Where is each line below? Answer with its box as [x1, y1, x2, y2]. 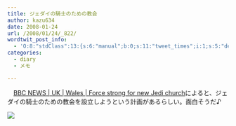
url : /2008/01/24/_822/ [7, 29, 77, 37]
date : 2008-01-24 [7, 23, 58, 30]
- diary [13, 56, 37, 63]
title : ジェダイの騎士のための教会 [7, 10, 98, 17]
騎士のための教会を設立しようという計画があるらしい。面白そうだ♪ [25, 97, 221, 106]
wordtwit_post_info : [7, 36, 68, 43]
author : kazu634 [7, 17, 55, 24]
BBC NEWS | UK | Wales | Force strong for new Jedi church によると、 [13, 88, 216, 97]
